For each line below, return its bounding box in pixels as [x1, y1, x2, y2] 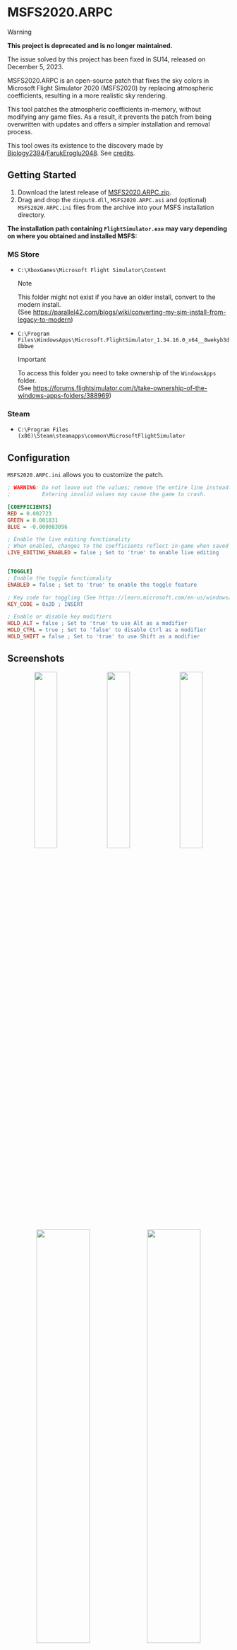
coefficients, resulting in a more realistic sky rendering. [7, 91, 167, 100]
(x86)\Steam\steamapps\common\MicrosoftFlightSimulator [17, 433, 186, 440]
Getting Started [7, 169, 77, 181]
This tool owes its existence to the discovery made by [7, 141, 164, 149]
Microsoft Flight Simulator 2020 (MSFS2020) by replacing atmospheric [7, 83, 214, 92]
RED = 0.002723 [7, 510, 52, 517]
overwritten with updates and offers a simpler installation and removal [7, 119, 210, 128]
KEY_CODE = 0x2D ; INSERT [7, 600, 83, 608]
